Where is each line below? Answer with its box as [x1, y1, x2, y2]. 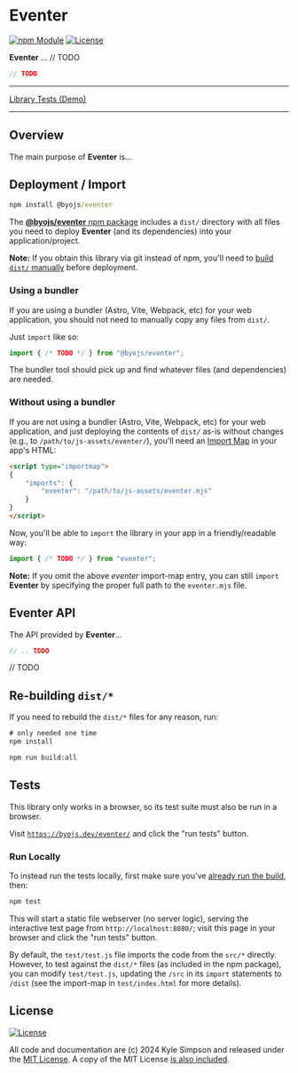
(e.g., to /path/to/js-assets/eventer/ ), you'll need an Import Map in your [9, 435, 278, 445]
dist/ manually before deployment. [9, 262, 138, 273]
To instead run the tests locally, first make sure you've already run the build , [9, 870, 286, 881]
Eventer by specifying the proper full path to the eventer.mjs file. [9, 580, 247, 590]
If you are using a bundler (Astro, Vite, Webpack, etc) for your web [9, 304, 253, 316]
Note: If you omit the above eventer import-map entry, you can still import [9, 570, 279, 581]
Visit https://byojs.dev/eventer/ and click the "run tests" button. [9, 828, 249, 838]
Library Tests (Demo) [9, 93, 87, 104]
